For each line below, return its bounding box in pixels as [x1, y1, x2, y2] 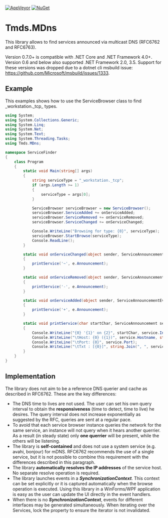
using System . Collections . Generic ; [5, 117, 79, 122]
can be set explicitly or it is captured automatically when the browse [12, 480, 153, 486]
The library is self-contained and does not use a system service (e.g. [12, 443, 156, 449]
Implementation [5, 372, 56, 381]
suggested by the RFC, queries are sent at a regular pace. [12, 417, 131, 423]
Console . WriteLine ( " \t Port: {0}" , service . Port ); [31, 339, 137, 345]
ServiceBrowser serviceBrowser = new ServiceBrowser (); [31, 206, 151, 211]
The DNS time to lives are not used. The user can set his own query [12, 401, 152, 407]
